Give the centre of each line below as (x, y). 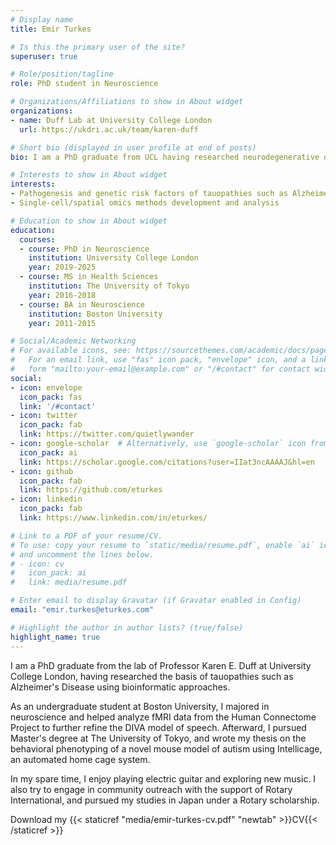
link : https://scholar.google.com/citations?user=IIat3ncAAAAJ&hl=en (167, 462)
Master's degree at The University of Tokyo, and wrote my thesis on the (158, 738)
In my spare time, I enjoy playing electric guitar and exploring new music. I (163, 778)
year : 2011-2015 (62, 323)
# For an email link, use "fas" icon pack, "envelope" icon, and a (158, 360)
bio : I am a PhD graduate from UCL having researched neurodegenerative (165, 157)
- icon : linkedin (46, 499)
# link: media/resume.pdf (69, 582)
